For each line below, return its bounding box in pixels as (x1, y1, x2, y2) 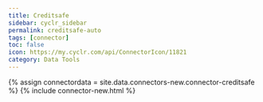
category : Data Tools (8, 56, 80, 64)
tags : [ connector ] (8, 33, 69, 42)
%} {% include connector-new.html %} (8, 85, 136, 95)
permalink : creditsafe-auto (8, 26, 102, 34)
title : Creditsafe (8, 11, 69, 20)
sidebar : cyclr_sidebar (8, 19, 88, 27)
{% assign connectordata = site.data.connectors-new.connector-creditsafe (8, 77, 255, 87)
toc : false (8, 41, 45, 49)
